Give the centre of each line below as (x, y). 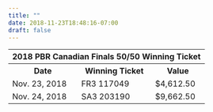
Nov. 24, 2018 (40, 97)
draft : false (30, 30)
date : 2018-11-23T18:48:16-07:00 (63, 23)
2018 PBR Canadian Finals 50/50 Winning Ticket (106, 57)
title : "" (25, 15)
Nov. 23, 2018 (40, 84)
